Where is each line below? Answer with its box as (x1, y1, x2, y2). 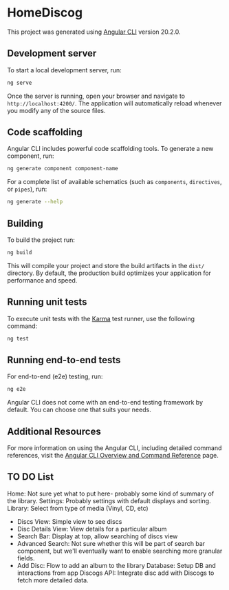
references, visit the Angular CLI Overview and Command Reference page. (7, 451, 219, 460)
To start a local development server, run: (7, 65, 122, 74)
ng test (7, 335, 30, 342)
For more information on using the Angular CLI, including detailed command (7, 444, 222, 452)
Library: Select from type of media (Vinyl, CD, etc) (7, 504, 149, 512)
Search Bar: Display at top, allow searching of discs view (17, 532, 178, 540)
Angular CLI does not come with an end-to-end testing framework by (7, 398, 203, 407)
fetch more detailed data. (17, 576, 89, 584)
